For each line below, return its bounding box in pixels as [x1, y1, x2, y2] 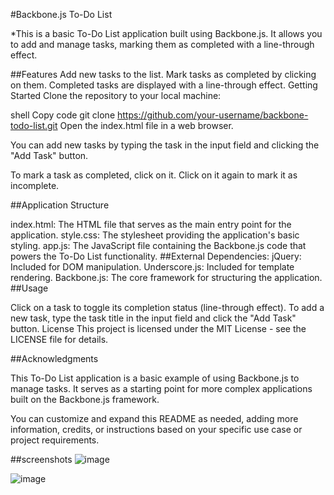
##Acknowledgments [10, 353, 99, 364]
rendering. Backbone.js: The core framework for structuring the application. [10, 272, 323, 283]
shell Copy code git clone [10, 109, 116, 121]
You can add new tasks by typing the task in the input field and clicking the [10, 139, 320, 151]
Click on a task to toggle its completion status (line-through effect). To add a [10, 302, 325, 313]
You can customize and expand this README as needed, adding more [10, 413, 299, 424]
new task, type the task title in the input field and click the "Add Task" [10, 312, 297, 324]
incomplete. [10, 180, 60, 191]
